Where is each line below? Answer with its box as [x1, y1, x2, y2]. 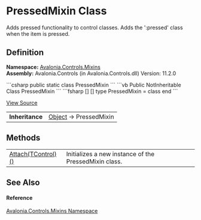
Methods [6, 133, 41, 143]
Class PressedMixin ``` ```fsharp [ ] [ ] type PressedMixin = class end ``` [6, 88, 178, 95]
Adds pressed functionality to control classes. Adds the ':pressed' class [6, 24, 184, 31]
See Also [6, 177, 40, 187]
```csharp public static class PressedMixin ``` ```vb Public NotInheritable [6, 81, 181, 88]
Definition [6, 48, 44, 58]
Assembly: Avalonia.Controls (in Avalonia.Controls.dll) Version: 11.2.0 [6, 70, 176, 77]
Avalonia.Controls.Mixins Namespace [6, 207, 98, 215]
